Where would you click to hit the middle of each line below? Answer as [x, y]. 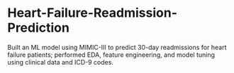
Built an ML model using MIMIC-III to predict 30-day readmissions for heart [117, 47]
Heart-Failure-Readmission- [92, 13]
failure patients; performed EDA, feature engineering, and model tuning [111, 55]
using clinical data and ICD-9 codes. [60, 62]
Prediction [38, 28]
